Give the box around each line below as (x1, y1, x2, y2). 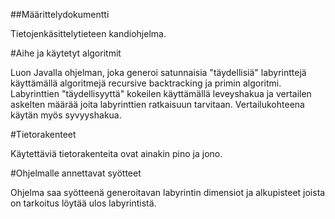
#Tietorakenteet (10, 129, 77, 140)
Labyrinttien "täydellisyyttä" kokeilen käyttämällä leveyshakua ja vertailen (10, 88, 312, 99)
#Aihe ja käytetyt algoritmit (10, 47, 122, 59)
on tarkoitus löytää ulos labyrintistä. (10, 197, 157, 209)
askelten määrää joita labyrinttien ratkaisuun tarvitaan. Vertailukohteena (10, 99, 305, 110)
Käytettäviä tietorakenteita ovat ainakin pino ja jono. (10, 148, 223, 159)
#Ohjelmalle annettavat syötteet (10, 167, 142, 179)
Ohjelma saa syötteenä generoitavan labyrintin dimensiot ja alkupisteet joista (10, 187, 326, 198)
